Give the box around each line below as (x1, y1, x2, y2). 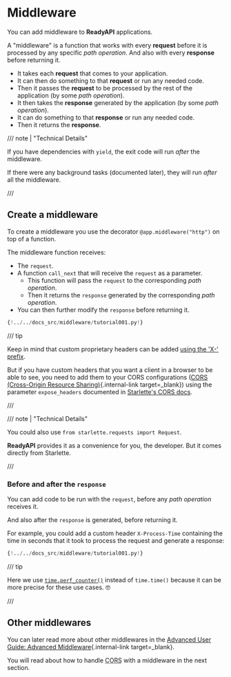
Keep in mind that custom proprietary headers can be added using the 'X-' (7, 344, 219, 353)
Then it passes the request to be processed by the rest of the (17, 84, 193, 92)
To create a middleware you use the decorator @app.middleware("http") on (7, 227, 220, 236)
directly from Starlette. (7, 448, 71, 457)
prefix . (7, 352, 26, 360)
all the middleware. (7, 175, 61, 184)
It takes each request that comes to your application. (17, 69, 168, 77)
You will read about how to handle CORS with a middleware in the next (7, 656, 208, 665)
